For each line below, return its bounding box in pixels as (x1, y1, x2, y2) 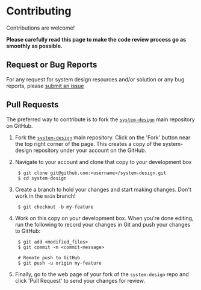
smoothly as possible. (6, 42, 63, 49)
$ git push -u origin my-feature (17, 260, 102, 266)
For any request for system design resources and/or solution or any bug (6, 75, 185, 83)
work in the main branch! (14, 192, 76, 200)
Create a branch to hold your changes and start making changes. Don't (14, 186, 191, 193)
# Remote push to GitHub (17, 254, 80, 260)
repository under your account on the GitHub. (33, 147, 146, 154)
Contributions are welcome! (6, 24, 75, 31)
